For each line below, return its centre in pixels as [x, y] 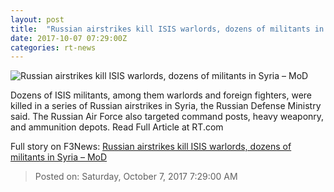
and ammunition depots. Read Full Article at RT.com [117, 127]
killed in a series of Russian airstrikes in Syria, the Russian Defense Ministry [166, 106]
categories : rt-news [53, 47]
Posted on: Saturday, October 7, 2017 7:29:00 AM [136, 177]
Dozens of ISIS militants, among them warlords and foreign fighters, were [161, 95]
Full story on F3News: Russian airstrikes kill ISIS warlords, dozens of [151, 147]
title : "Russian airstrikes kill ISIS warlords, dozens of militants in [167, 29]
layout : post [37, 19]
